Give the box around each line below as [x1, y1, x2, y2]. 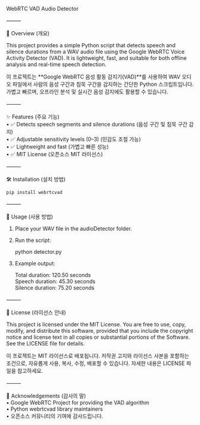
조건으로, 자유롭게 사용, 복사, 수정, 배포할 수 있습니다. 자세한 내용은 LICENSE [6, 360, 185, 367]
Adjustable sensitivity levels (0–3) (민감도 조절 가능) [16, 136, 141, 142]
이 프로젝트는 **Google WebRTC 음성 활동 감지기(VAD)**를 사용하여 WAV [6, 73, 181, 80]
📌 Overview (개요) [6, 30, 50, 37]
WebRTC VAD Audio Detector [6, 5, 79, 12]
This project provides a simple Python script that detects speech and [6, 42, 176, 48]
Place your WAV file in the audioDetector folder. [14, 225, 133, 232]
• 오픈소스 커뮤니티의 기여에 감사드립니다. [6, 412, 103, 420]
